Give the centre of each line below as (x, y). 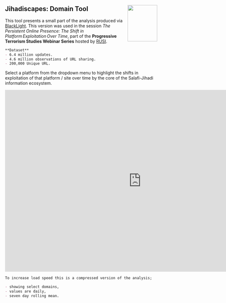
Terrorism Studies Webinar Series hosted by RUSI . (56, 41)
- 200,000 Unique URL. (28, 64)
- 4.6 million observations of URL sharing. (50, 59)
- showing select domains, (32, 287)
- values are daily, (26, 291)
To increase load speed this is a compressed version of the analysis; (78, 278)
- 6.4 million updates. (29, 55)
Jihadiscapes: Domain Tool (47, 9)
